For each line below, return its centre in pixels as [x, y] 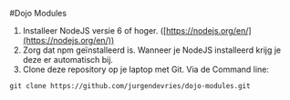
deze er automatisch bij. [68, 60]
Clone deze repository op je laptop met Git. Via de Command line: [145, 69]
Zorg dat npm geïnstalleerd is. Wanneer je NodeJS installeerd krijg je [152, 50]
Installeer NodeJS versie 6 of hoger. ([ [94, 30]
